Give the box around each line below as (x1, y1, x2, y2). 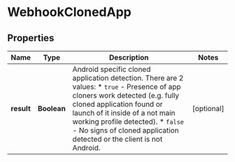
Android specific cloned (72, 64, 151, 74)
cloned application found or (72, 99, 163, 109)
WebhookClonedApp (7, 4, 131, 20)
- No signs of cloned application (72, 126, 180, 135)
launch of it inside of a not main (72, 108, 176, 117)
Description (108, 53, 149, 62)
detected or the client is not (72, 134, 163, 144)
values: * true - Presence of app (72, 82, 181, 91)
